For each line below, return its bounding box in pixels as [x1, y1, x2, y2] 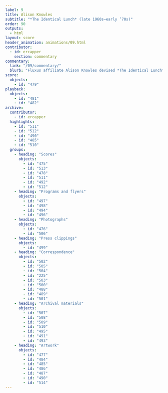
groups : [9, 147, 26, 152]
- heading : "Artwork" [14, 343, 59, 348]
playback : [5, 86, 26, 92]
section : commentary [14, 54, 57, 59]
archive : [5, 105, 23, 110]
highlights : [9, 119, 35, 124]
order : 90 [5, 21, 26, 27]
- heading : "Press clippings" [14, 236, 77, 241]
